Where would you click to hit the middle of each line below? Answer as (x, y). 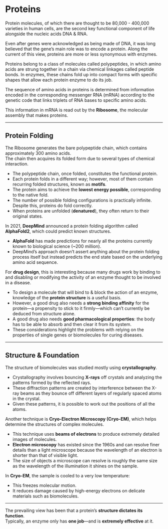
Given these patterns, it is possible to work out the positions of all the (84, 404)
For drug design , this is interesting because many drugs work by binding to (83, 272)
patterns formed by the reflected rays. (52, 383)
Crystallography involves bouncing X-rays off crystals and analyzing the (87, 377)
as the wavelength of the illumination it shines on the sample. (75, 466)
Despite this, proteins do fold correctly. (52, 205)
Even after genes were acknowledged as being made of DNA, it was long (80, 43)
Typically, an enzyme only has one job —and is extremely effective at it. (79, 521)
